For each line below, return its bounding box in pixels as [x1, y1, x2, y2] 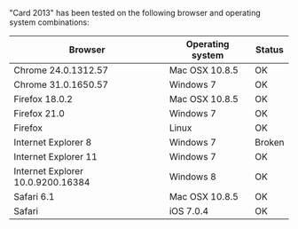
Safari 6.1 [13, 191, 55, 202]
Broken [254, 137, 285, 148]
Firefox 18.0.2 [13, 93, 74, 105]
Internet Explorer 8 [13, 137, 92, 148]
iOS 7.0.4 [169, 205, 209, 217]
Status [255, 43, 284, 56]
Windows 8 [169, 170, 217, 183]
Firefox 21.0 [13, 107, 65, 119]
